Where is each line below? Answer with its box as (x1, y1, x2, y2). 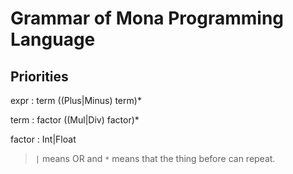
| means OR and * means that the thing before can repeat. (34, 153, 276, 164)
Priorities (10, 68, 69, 85)
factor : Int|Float (10, 133, 77, 145)
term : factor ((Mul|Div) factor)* (10, 114, 140, 126)
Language (10, 28, 96, 51)
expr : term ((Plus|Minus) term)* (10, 95, 142, 106)
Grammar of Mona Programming (10, 7, 285, 30)
